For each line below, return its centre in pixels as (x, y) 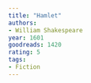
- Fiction (25, 67)
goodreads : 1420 (35, 45)
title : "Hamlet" (35, 15)
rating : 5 (25, 52)
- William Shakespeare (45, 30)
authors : (23, 23)
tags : (17, 60)
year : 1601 (26, 38)
